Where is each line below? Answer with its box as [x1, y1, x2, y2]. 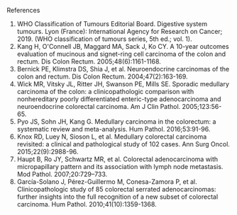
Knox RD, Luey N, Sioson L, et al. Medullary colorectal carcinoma [16, 132, 207, 141]
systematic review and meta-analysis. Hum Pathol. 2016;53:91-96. [16, 125, 211, 133]
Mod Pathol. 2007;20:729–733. [16, 170, 108, 178]
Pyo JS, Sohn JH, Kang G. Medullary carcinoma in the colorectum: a [16, 117, 216, 126]
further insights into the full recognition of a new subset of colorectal [16, 192, 219, 201]
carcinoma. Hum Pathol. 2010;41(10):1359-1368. [16, 200, 157, 208]
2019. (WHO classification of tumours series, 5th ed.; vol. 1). [16, 35, 192, 43]
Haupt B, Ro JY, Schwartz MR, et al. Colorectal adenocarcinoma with [16, 155, 219, 163]
